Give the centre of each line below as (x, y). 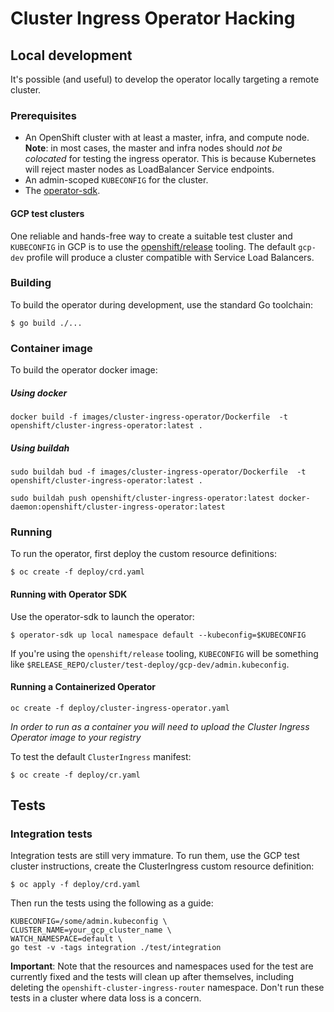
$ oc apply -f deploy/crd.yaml (75, 885)
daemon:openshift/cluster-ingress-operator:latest (118, 507)
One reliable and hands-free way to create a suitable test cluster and (151, 236)
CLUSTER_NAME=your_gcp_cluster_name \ (91, 930)
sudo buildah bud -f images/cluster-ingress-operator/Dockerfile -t (158, 472)
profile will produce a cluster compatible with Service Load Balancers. (170, 257)
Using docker (39, 393)
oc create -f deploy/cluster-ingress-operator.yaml (120, 708)
